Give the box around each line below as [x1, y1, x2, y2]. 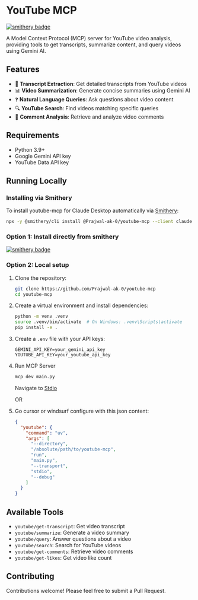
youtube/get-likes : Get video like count [14, 554, 112, 561]
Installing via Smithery [6, 193, 72, 202]
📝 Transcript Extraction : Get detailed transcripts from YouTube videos [14, 80, 187, 87]
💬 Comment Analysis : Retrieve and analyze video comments [14, 113, 164, 120]
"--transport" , [30, 463, 68, 469]
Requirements [6, 130, 59, 141]
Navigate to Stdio [14, 384, 58, 391]
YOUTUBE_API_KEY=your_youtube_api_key [14, 352, 111, 358]
